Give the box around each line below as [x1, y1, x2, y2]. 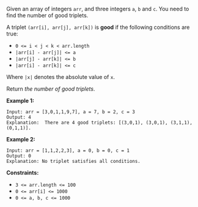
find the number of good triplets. [6, 12, 89, 19]
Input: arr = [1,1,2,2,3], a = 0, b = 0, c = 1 [6, 148, 130, 154]
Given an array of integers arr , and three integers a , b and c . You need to [6, 6, 189, 12]
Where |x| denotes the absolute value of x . [6, 73, 115, 80]
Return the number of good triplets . [6, 85, 95, 92]
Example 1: [6, 97, 35, 104]
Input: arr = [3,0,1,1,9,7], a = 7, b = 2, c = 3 [6, 109, 136, 115]
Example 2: [6, 136, 35, 143]
